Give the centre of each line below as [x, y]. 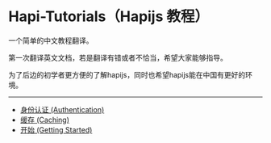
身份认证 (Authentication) [62, 109]
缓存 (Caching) [45, 120]
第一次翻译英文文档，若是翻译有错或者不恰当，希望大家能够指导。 [118, 57]
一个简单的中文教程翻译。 [51, 40]
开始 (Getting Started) [56, 129]
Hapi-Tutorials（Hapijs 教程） [109, 17]
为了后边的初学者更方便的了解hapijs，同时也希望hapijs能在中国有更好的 [127, 74]
